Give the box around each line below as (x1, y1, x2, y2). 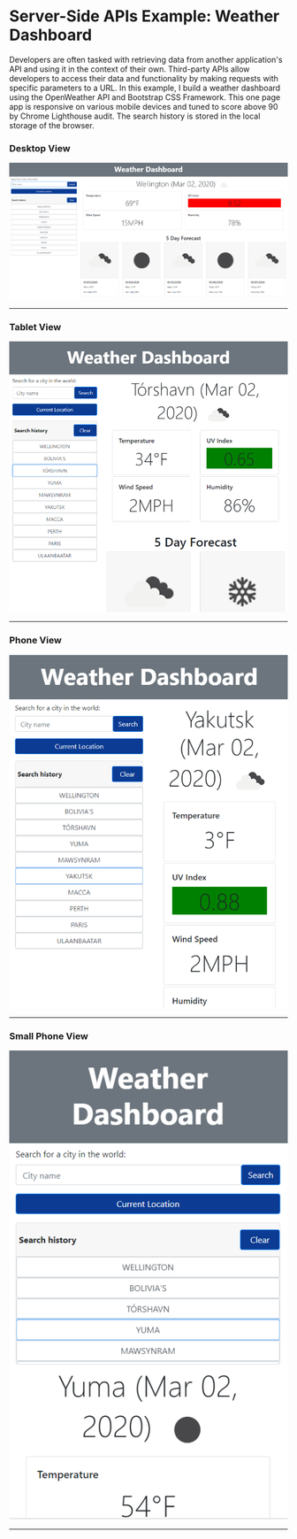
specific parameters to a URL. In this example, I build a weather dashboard (9, 82, 281, 93)
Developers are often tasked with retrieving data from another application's (9, 54, 283, 65)
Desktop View (9, 142, 71, 154)
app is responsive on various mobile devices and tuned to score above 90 (9, 101, 278, 112)
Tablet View (9, 320, 62, 333)
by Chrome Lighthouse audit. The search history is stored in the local (9, 111, 261, 121)
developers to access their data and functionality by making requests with (9, 73, 278, 83)
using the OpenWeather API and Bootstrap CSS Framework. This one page (9, 91, 281, 103)
